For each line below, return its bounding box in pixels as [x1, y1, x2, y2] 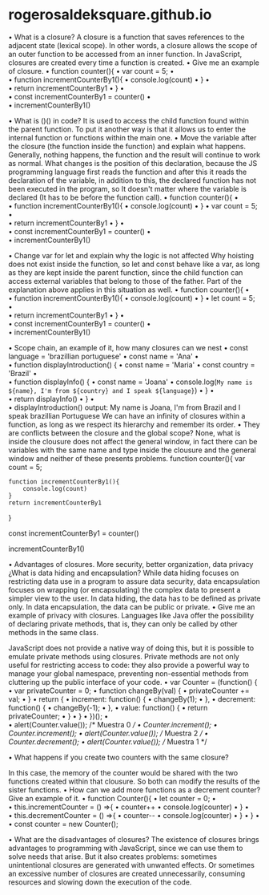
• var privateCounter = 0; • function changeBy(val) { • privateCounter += [8, 686, 250, 695]
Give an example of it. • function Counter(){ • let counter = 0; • [8, 793, 216, 803]
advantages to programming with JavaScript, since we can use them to [8, 843, 243, 852]
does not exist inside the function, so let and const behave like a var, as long [8, 259, 260, 269]
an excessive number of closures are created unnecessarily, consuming [8, 869, 246, 878]
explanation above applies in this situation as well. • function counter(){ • [8, 285, 250, 294]
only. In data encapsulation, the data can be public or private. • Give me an [8, 601, 255, 611]
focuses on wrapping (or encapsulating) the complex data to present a [8, 585, 241, 594]
